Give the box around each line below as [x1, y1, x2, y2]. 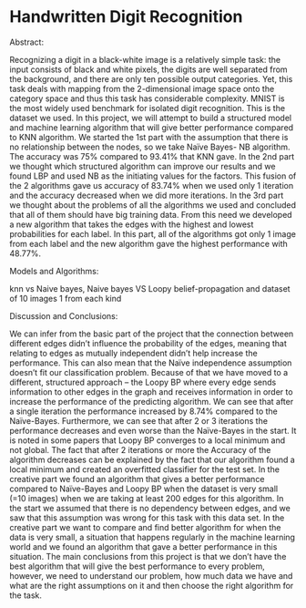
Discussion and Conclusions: [9, 310, 118, 321]
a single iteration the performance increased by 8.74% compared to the [9, 406, 278, 417]
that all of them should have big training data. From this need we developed [9, 209, 293, 220]
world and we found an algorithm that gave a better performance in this [9, 541, 278, 552]
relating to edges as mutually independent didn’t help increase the [9, 347, 258, 358]
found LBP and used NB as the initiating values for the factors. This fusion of [9, 170, 297, 181]
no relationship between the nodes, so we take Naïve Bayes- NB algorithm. [9, 141, 291, 152]
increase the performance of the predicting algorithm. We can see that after [9, 396, 294, 407]
